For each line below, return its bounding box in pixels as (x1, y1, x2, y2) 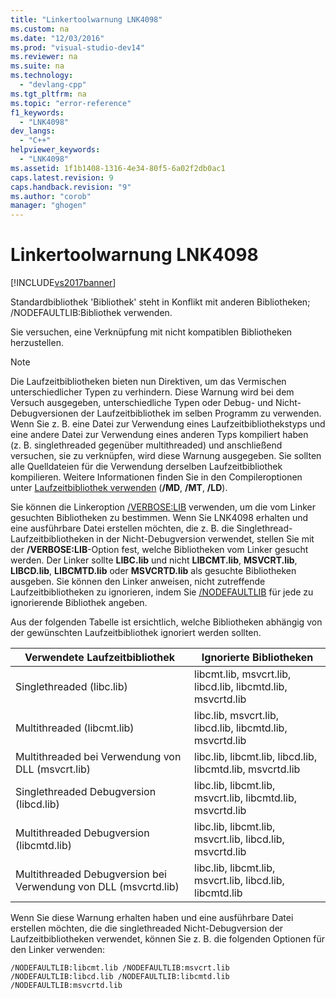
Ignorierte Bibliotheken (201, 651, 314, 665)
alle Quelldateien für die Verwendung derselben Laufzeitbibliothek (10, 461, 283, 473)
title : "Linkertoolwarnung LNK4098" (10, 14, 163, 25)
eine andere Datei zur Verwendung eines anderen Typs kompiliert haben (10, 429, 309, 441)
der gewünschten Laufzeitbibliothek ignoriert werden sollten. (10, 627, 262, 639)
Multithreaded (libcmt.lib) (15, 721, 135, 735)
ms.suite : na (10, 61, 65, 71)
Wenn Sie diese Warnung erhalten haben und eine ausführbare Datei (10, 912, 294, 924)
